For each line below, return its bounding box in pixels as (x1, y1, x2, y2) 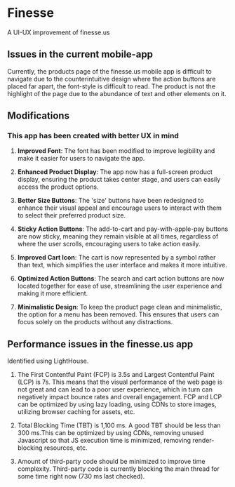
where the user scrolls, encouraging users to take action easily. (17, 240, 201, 248)
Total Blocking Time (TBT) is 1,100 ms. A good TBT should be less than (17, 421, 221, 429)
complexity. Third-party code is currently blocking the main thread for (17, 465, 220, 473)
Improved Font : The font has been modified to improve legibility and (17, 147, 215, 155)
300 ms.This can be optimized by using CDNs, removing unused (17, 429, 204, 437)
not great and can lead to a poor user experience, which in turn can (17, 385, 213, 394)
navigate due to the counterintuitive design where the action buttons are (7, 74, 216, 83)
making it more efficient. (17, 289, 88, 298)
